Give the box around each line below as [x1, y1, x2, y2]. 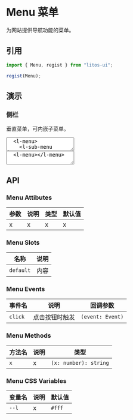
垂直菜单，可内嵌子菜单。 [6, 125, 69, 133]
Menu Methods [6, 331, 51, 340]
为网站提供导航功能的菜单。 [6, 26, 75, 34]
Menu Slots [6, 238, 40, 247]
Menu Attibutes [6, 193, 52, 202]
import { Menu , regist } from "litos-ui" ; [6, 62, 113, 68]
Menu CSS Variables [6, 376, 67, 385]
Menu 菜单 [6, 5, 59, 19]
